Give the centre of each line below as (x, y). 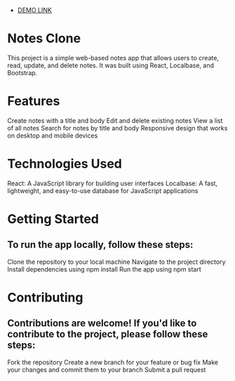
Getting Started (53, 219)
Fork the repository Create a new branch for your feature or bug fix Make (113, 362)
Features (34, 101)
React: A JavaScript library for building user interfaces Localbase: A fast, (113, 183)
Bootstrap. (22, 72)
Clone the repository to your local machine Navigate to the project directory (116, 262)
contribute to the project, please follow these (108, 334)
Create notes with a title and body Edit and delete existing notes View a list (115, 120)
